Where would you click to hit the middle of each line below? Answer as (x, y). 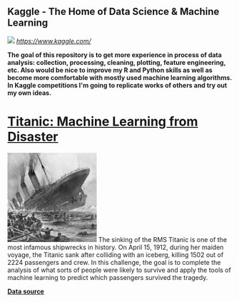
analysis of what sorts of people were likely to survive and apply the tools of (119, 270)
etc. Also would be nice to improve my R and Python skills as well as (110, 70)
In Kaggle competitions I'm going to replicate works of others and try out (117, 85)
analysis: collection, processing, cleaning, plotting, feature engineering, (117, 62)
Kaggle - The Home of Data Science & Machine (113, 12)
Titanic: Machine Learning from (103, 121)
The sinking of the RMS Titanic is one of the (162, 239)
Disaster (33, 137)
